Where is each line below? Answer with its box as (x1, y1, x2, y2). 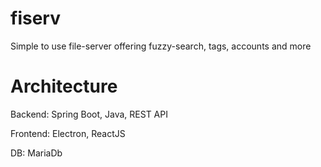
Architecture (10, 75, 118, 98)
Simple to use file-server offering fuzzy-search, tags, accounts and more (10, 40, 312, 52)
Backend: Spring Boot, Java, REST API (10, 108, 168, 120)
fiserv (10, 7, 61, 30)
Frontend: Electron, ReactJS (10, 127, 126, 139)
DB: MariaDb (10, 147, 63, 159)
